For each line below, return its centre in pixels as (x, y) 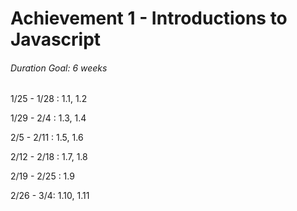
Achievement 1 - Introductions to (149, 18)
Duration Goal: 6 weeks (59, 68)
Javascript (56, 39)
